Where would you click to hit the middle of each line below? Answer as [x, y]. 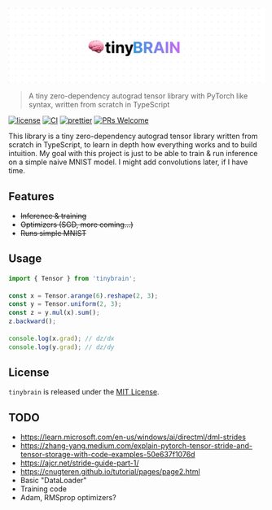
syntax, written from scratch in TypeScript [99, 105]
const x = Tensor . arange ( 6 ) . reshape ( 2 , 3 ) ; [83, 296]
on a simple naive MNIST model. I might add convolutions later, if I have [128, 162]
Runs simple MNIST [53, 233]
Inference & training [53, 216]
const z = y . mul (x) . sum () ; [54, 313]
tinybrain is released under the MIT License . [84, 392]
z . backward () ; [33, 321]
